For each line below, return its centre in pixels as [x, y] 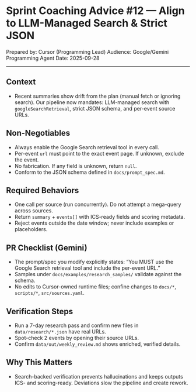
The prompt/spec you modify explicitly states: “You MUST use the [94, 262]
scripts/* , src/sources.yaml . [49, 293]
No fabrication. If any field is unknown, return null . [76, 166]
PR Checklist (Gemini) [47, 248]
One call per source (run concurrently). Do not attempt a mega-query [98, 204]
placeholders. [31, 229]
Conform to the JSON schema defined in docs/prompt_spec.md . [90, 172]
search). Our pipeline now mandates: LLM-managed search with [92, 102]
